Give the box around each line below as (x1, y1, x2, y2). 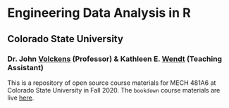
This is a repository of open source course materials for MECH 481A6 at (7, 79, 216, 87)
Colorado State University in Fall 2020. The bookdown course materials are (7, 86, 221, 94)
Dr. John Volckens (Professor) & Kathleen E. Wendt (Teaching (7, 54, 223, 64)
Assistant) (7, 62, 44, 72)
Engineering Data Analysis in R (7, 5, 192, 21)
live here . (7, 93, 35, 102)
